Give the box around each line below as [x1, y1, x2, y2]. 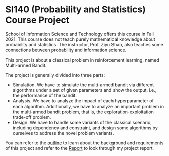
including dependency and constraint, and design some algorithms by [12, 125, 158, 131]
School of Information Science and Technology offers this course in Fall [5, 31, 154, 37]
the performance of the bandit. [12, 92, 77, 98]
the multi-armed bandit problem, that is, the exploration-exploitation [12, 109, 154, 115]
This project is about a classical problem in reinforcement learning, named [5, 57, 160, 63]
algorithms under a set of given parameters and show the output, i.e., [12, 87, 157, 93]
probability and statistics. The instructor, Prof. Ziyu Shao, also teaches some [5, 41, 164, 47]
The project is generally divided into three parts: [5, 72, 105, 78]
